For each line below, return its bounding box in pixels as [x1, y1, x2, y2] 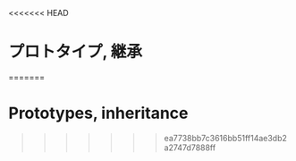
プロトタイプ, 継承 [8, 42, 143, 62]
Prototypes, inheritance [8, 103, 189, 123]
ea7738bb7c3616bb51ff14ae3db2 [164, 132, 288, 143]
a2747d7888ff [164, 142, 216, 153]
